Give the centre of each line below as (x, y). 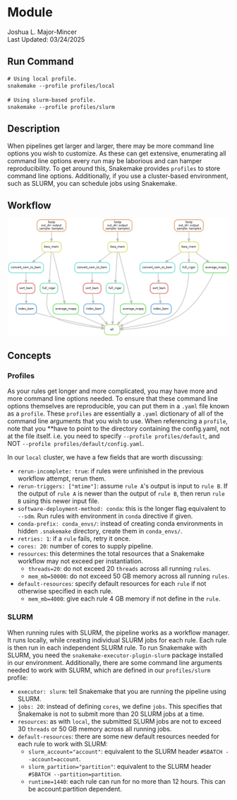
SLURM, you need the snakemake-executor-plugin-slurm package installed (115, 655)
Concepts (29, 356)
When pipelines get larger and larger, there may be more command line (111, 146)
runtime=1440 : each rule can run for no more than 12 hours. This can (127, 781)
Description (34, 129)
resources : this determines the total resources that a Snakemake (111, 554)
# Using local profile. (42, 78)
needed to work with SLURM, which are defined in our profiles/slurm (109, 670)
